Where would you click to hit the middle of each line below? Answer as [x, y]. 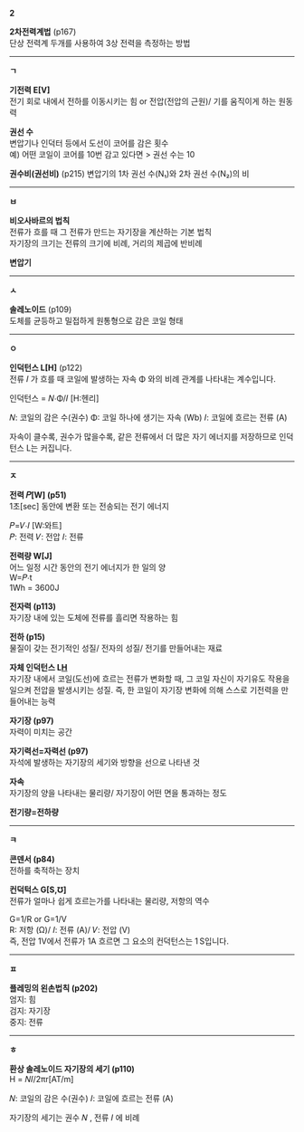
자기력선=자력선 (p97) [49, 751]
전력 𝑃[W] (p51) [38, 495]
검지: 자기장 [30, 1011]
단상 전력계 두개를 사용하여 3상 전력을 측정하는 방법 [100, 43]
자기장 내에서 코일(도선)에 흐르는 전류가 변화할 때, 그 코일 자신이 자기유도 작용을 [150, 679]
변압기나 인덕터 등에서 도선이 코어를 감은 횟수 [89, 143]
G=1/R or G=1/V [38, 919]
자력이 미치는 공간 [41, 732]
